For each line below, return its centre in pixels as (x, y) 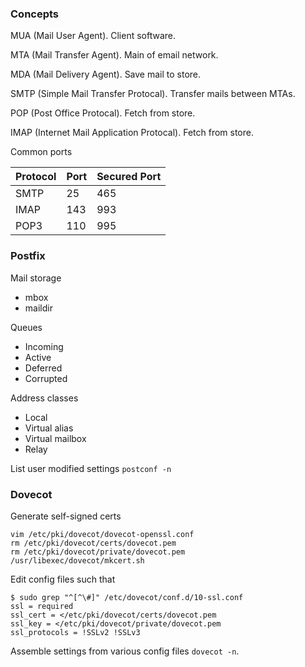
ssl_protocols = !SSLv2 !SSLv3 (75, 632)
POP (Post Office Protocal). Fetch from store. (103, 113)
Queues (26, 327)
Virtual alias (49, 428)
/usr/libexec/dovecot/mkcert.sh (77, 560)
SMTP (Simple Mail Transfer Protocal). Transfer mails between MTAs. (153, 94)
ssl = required (42, 606)
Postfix (28, 256)
